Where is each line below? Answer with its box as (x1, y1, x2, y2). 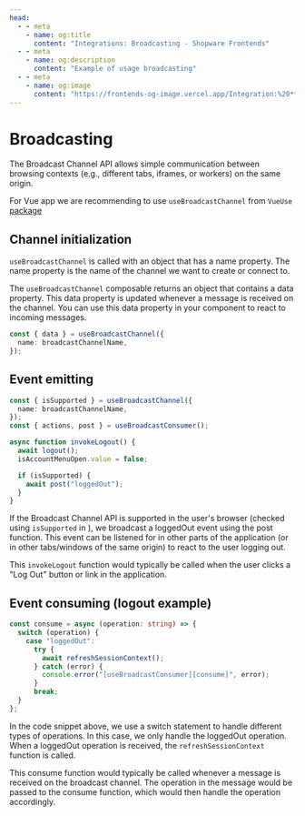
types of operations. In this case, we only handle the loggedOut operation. (9, 730, 288, 741)
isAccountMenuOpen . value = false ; (17, 454, 148, 464)
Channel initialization (9, 231, 133, 247)
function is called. (9, 750, 76, 761)
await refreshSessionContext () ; (42, 653, 165, 662)
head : (9, 13, 30, 23)
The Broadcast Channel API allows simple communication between (9, 158, 261, 169)
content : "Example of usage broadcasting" (33, 65, 197, 74)
